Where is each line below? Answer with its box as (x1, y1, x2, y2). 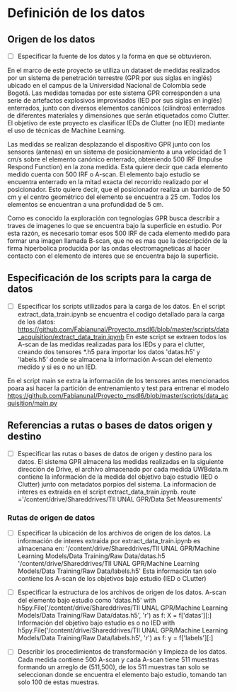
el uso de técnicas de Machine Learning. (7, 126, 126, 135)
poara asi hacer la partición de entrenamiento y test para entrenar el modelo (7, 384, 230, 392)
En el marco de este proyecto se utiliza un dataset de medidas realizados (7, 66, 221, 75)
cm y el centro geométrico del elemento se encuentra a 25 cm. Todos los (7, 193, 221, 201)
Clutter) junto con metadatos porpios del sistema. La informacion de (17, 480, 217, 488)
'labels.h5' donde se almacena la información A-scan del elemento (17, 355, 212, 363)
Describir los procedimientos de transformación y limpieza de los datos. (17, 647, 228, 656)
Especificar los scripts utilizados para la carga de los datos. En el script (17, 302, 226, 310)
